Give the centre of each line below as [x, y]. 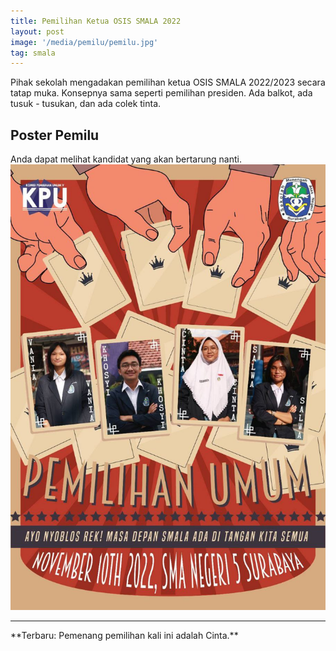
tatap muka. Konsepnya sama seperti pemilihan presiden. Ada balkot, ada [161, 93]
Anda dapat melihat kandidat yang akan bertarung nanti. [126, 159]
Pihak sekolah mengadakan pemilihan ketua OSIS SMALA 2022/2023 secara [168, 82]
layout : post [37, 31]
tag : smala [33, 53]
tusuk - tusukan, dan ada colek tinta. [86, 104]
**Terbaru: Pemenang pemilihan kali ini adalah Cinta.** [124, 635]
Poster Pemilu [55, 135]
